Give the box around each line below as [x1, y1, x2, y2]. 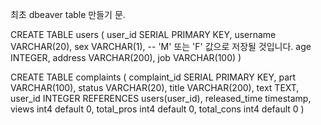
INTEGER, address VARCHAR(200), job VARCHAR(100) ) [10, 52, 242, 63]
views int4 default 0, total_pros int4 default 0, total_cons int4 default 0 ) [10, 103, 305, 115]
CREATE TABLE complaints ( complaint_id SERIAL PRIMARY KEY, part [10, 71, 297, 83]
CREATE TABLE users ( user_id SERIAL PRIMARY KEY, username [10, 29, 277, 40]
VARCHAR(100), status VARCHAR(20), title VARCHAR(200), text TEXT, [10, 82, 300, 93]
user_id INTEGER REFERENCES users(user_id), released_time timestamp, [10, 93, 312, 104]
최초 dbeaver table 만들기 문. [10, 9, 126, 20]
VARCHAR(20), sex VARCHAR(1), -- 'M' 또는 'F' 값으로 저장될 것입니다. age [10, 41, 312, 52]
